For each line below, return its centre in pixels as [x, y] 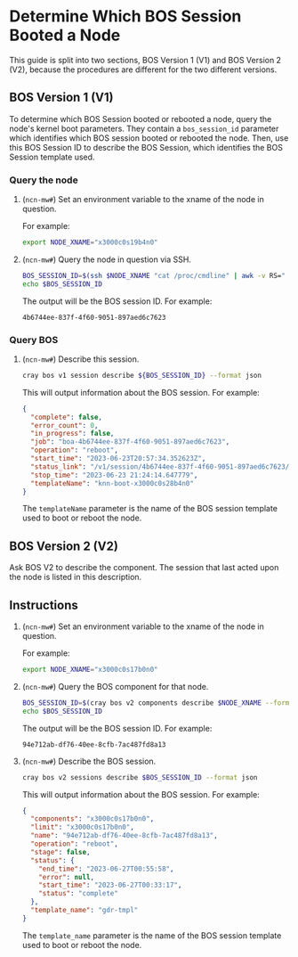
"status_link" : [59, 466]
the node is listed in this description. [76, 577]
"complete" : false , [67, 417]
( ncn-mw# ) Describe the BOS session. [89, 761]
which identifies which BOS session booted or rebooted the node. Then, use [149, 138]
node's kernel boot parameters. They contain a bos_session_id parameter [144, 128]
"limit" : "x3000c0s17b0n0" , [83, 827]
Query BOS [34, 339]
